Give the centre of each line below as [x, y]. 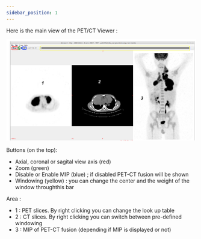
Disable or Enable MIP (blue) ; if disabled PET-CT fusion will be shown [102, 174]
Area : [14, 199]
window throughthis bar [44, 187]
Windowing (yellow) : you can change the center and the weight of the [102, 181]
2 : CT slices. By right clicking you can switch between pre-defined [98, 217]
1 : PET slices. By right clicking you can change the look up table [94, 210]
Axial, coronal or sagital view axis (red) [63, 162]
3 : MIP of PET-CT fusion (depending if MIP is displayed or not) [93, 229]
